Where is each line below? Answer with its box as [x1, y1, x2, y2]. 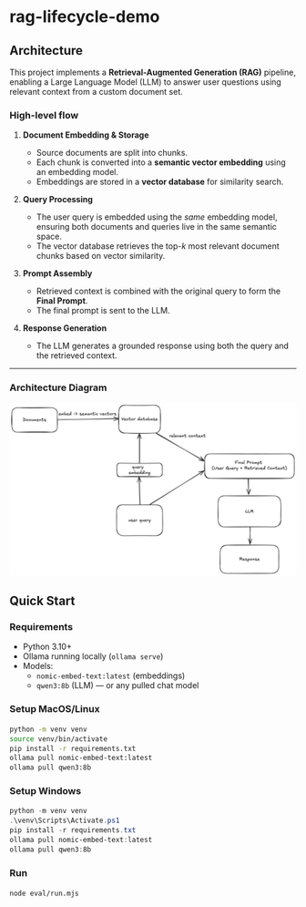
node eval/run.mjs [9, 889, 79, 899]
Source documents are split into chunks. [36, 148, 189, 159]
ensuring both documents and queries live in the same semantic [36, 222, 278, 232]
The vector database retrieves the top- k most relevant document [36, 241, 280, 252]
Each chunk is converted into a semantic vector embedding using [36, 157, 287, 168]
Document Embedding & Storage [22, 129, 149, 140]
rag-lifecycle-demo [9, 6, 160, 27]
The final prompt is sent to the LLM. [36, 305, 170, 316]
